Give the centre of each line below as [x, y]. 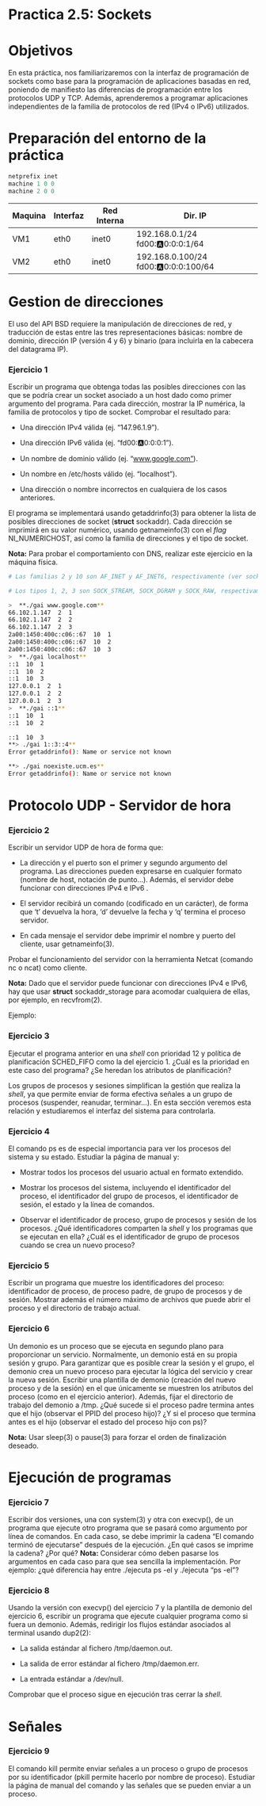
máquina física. [33, 562]
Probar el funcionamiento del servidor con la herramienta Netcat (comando [131, 960]
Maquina [29, 216]
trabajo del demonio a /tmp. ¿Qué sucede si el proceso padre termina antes [131, 1405]
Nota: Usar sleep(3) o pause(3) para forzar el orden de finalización [118, 1437]
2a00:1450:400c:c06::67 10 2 [60, 642]
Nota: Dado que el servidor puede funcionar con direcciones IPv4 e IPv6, [128, 983]
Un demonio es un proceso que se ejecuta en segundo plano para [116, 1346]
